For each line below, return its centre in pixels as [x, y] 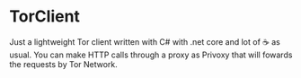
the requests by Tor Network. [64, 64]
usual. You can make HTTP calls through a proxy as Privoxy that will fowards [151, 55]
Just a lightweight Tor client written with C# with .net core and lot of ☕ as [145, 41]
